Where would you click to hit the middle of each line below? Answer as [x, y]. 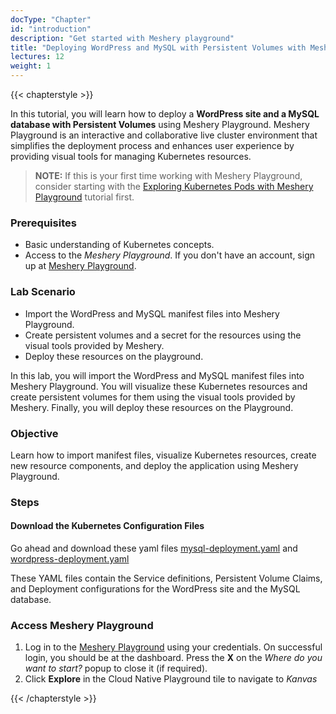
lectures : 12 [37, 57]
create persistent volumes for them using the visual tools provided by [153, 397]
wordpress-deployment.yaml [70, 559]
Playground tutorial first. [84, 197]
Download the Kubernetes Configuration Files [107, 526]
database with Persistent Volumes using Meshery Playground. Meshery [160, 124]
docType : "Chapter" [51, 19]
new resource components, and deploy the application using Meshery [154, 465]
